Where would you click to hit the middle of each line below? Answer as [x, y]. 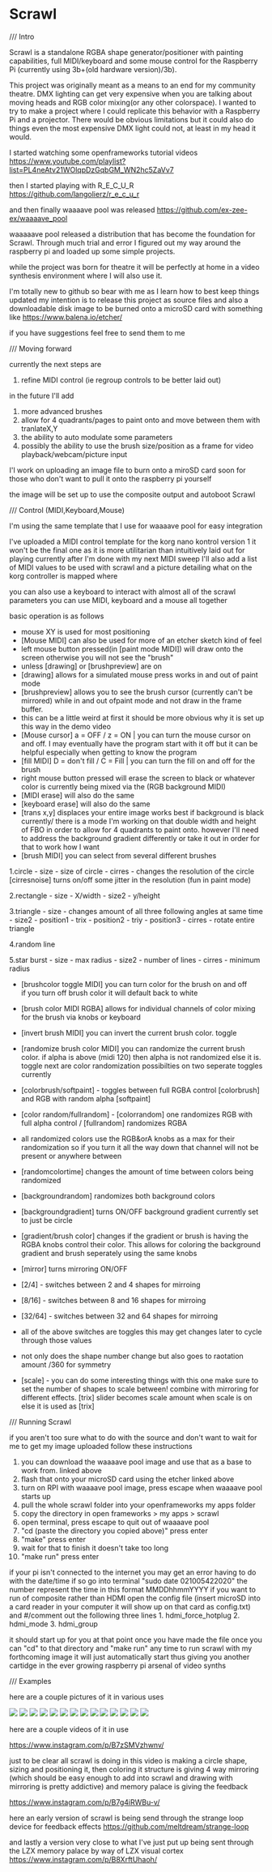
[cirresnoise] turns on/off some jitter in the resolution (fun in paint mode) [130, 879]
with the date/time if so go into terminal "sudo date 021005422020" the [128, 1580]
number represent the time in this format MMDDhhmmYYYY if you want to [132, 1589]
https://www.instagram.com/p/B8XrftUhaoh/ [83, 1859]
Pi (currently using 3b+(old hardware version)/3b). [93, 69]
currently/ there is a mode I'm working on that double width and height [138, 821]
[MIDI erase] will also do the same [77, 795]
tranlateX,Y [39, 428]
